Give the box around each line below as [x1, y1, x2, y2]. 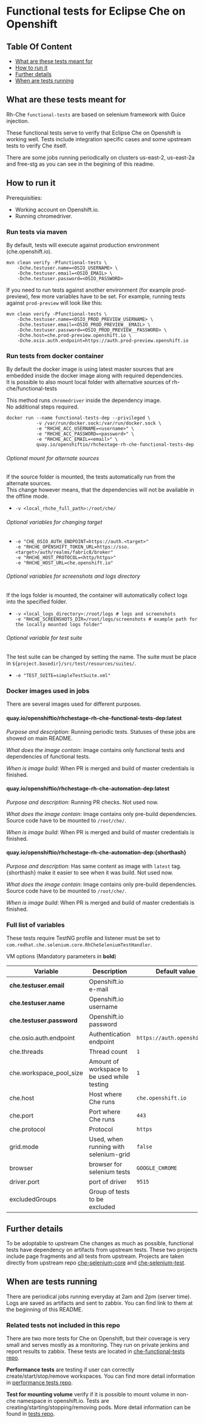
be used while [89, 1073, 129, 1081]
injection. [6, 117, 29, 124]
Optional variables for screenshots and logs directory [6, 572, 141, 580]
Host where [89, 1090, 123, 1098]
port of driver [89, 1178, 127, 1186]
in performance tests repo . [6, 1379, 73, 1386]
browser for [89, 1160, 123, 1168]
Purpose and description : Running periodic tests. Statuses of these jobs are [6, 728, 196, 735]
